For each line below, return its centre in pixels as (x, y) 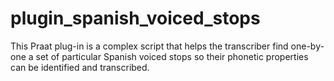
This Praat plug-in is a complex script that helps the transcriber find (149, 46)
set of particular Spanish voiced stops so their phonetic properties (172, 56)
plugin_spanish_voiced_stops (135, 18)
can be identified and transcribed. (80, 67)
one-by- (307, 46)
